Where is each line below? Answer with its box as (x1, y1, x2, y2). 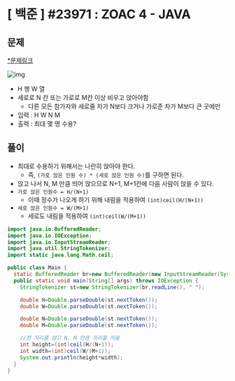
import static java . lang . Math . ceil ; (7, 252, 114, 259)
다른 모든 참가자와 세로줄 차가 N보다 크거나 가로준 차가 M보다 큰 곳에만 (27, 102, 221, 110)
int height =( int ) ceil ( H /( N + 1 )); (20, 341, 114, 348)
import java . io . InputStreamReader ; (7, 238, 111, 245)
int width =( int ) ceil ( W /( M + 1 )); (20, 347, 111, 354)
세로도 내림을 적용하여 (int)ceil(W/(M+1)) (27, 211, 147, 220)
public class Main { (7, 264, 68, 271)
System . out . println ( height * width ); (20, 354, 124, 361)
